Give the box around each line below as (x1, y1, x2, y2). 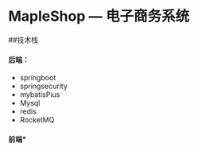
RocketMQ (19, 115, 55, 125)
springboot (19, 73, 56, 83)
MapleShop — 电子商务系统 (8, 7, 190, 25)
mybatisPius (19, 90, 60, 99)
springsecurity (19, 81, 68, 91)
